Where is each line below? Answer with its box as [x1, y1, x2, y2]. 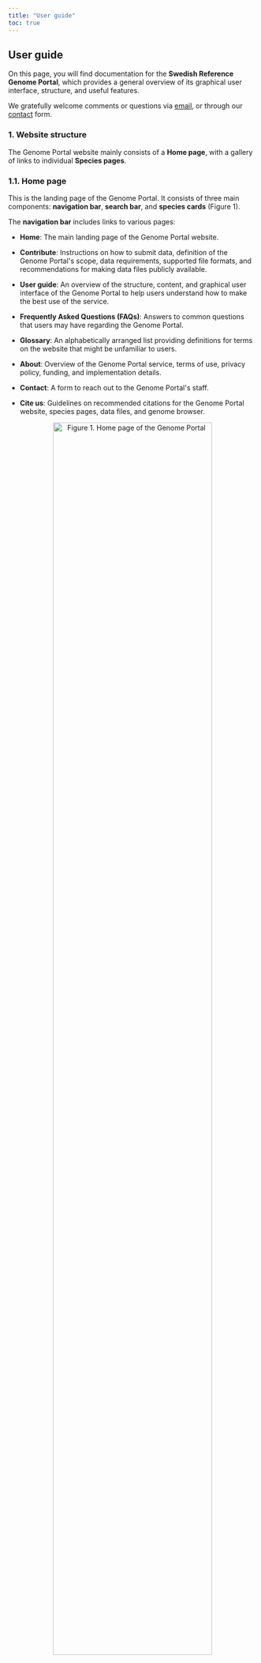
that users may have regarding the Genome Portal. [19, 320, 184, 329]
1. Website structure [8, 130, 87, 141]
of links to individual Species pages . [8, 156, 127, 165]
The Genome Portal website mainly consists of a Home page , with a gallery [8, 147, 253, 156]
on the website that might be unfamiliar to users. [19, 344, 177, 353]
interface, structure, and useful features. [8, 86, 140, 96]
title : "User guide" [8, 11, 76, 20]
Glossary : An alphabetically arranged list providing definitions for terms [19, 335, 253, 344]
